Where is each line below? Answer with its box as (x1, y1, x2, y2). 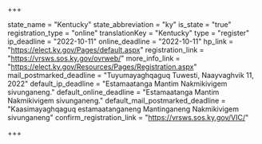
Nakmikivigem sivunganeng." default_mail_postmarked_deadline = (7, 96, 226, 105)
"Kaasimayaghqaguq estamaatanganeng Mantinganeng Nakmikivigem (7, 104, 239, 114)
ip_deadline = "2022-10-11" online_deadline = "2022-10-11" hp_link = (7, 37, 234, 46)
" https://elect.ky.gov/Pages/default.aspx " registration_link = (7, 45, 204, 54)
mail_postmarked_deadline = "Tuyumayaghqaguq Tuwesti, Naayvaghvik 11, (7, 71, 255, 80)
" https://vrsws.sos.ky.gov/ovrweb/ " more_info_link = (7, 53, 181, 63)
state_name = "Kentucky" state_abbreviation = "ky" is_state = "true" (7, 20, 232, 29)
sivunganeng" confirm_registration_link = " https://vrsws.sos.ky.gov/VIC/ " (7, 113, 249, 122)
